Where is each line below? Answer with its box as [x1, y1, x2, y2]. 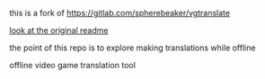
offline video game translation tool [9, 60, 137, 70]
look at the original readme [9, 25, 109, 35]
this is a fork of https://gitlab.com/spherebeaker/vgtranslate [9, 8, 231, 18]
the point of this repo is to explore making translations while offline [9, 42, 256, 53]
